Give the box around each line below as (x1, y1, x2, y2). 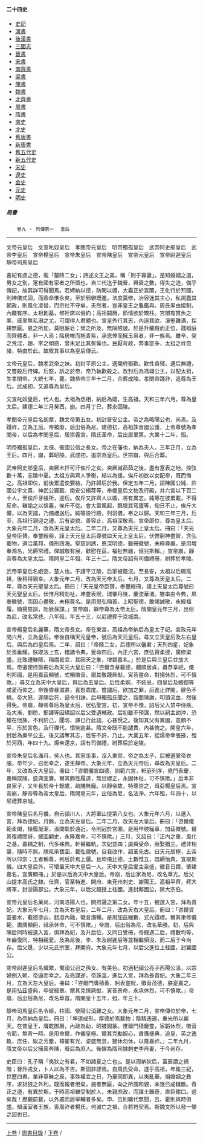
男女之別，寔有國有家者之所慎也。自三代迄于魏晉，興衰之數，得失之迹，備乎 (6, 279, 197, 286)
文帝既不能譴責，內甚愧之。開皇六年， (101, 724, 197, 731)
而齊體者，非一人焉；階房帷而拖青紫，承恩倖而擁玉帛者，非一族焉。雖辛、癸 (6, 332, 197, 340)
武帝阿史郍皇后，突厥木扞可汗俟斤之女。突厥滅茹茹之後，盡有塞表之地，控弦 (6, 464, 197, 471)
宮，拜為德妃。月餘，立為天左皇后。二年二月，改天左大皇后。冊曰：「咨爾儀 (6, 818, 195, 825)
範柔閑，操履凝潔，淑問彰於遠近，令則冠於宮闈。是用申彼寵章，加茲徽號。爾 (6, 825, 197, 833)
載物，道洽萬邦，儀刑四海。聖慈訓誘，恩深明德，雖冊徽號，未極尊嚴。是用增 (6, 540, 197, 547)
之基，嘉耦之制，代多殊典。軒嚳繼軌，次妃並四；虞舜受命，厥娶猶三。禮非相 (6, 840, 197, 848)
